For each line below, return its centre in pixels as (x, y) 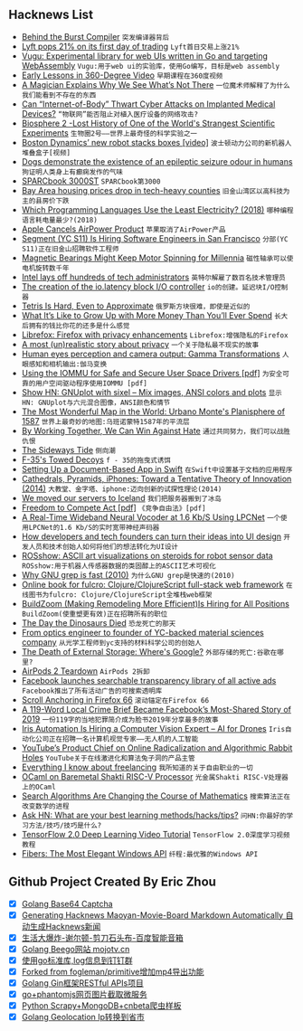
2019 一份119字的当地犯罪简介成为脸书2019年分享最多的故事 (120, 719)
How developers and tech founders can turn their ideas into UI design (151, 536)
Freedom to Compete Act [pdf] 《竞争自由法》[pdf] (114, 507)
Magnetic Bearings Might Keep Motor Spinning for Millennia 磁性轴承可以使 (157, 258)
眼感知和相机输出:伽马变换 (64, 364)
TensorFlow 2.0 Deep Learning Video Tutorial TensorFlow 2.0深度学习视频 (156, 834)
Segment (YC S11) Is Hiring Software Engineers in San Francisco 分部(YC (155, 238)
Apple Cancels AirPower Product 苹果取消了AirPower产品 (123, 229)
